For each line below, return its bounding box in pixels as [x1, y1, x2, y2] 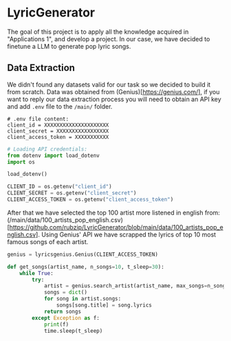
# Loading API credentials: [7, 146, 88, 153]
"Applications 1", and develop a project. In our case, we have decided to [7, 34, 210, 43]
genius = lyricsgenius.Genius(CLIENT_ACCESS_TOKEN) [7, 251, 158, 258]
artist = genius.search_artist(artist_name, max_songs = [43, 283, 208, 289]
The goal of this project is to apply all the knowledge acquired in [7, 27, 189, 36]
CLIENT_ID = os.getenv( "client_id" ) [7, 184, 112, 190]
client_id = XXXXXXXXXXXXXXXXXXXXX [7, 122, 109, 129]
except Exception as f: [32, 314, 100, 321]
